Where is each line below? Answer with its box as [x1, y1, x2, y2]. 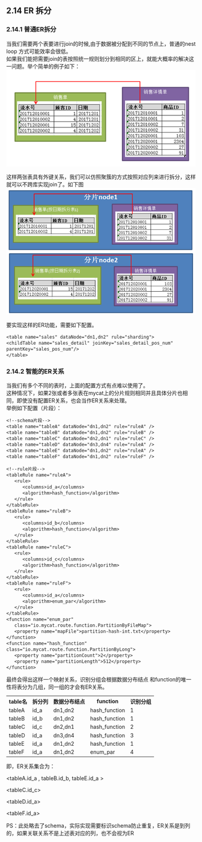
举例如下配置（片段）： [6, 405, 62, 412]
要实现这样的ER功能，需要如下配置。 [6, 321, 97, 328]
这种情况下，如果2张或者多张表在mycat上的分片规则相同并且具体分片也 [6, 390, 183, 397]
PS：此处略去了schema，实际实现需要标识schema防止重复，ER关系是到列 [6, 822, 191, 829]
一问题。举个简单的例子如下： [6, 63, 80, 70]
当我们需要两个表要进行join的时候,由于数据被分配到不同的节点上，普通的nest [6, 40, 196, 47]
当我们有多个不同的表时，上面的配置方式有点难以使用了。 [6, 382, 148, 389]
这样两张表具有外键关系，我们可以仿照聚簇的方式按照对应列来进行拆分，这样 [6, 173, 196, 180]
